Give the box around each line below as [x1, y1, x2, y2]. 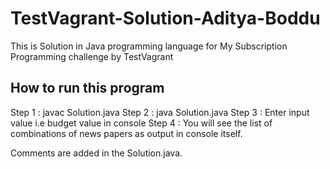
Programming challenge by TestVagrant [10, 50, 174, 62]
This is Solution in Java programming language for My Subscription [10, 40, 288, 52]
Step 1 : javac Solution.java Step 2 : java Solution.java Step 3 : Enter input [10, 106, 310, 118]
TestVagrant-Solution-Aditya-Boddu [10, 7, 321, 30]
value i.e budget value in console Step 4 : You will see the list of [10, 117, 273, 129]
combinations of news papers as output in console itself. [10, 127, 243, 139]
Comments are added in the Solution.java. [10, 147, 183, 159]
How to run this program [10, 80, 165, 97]
